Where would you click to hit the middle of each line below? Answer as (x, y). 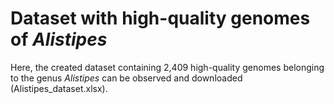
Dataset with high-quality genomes (160, 18)
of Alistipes (59, 39)
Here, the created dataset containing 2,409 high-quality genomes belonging (167, 67)
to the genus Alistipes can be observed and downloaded (126, 78)
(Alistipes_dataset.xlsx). (59, 88)
